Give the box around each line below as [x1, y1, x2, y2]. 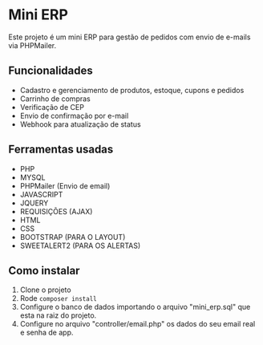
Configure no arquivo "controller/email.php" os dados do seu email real [19, 319, 256, 329]
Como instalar [8, 263, 80, 278]
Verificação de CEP [19, 102, 84, 112]
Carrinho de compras [19, 94, 91, 103]
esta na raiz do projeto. [19, 310, 97, 320]
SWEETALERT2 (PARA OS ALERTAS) [19, 241, 141, 250]
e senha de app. [19, 327, 74, 338]
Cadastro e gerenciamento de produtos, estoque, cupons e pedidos [19, 85, 245, 95]
